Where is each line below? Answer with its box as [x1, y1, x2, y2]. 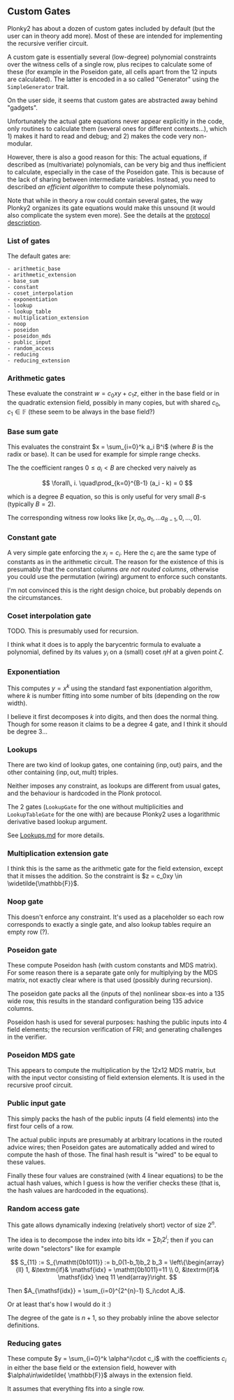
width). [7, 699, 28, 707]
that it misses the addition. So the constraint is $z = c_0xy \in [7, 871, 183, 881]
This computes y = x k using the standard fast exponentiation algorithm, [7, 682, 213, 692]
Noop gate [7, 897, 44, 906]
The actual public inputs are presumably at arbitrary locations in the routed [7, 1135, 223, 1144]
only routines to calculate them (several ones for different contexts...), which [7, 124, 227, 132]
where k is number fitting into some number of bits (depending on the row [7, 691, 220, 699]
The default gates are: [7, 252, 71, 260]
